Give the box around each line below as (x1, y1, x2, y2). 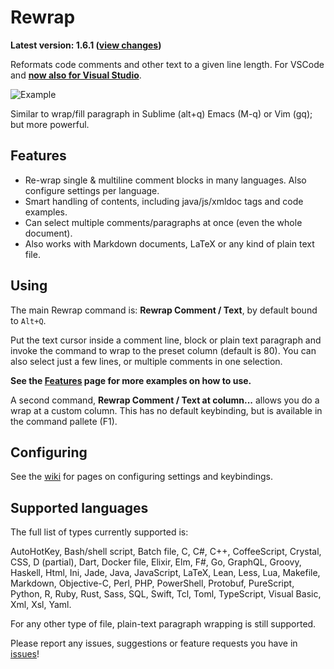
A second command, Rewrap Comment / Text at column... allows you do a (10, 394, 320, 406)
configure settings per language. (24, 184, 160, 196)
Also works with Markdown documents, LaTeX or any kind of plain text (24, 237, 315, 250)
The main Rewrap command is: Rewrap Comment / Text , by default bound (10, 304, 318, 316)
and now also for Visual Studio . (10, 69, 142, 81)
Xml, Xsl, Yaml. (10, 599, 72, 611)
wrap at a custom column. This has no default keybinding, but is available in (10, 404, 323, 416)
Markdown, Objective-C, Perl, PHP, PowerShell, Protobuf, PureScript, (10, 577, 295, 590)
